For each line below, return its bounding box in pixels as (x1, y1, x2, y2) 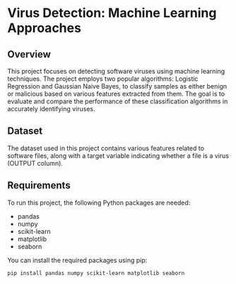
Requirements (7, 179, 71, 192)
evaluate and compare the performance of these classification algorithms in (7, 97, 228, 106)
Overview (7, 48, 52, 60)
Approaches (7, 20, 81, 36)
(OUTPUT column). (7, 159, 64, 167)
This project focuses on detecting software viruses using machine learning (7, 67, 225, 75)
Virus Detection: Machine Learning (7, 5, 217, 21)
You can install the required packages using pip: (7, 256, 148, 264)
